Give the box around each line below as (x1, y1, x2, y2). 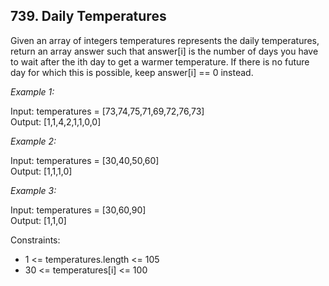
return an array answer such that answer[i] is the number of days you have (10, 45, 319, 57)
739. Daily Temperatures (10, 8, 167, 25)
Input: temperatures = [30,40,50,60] (10, 154, 160, 166)
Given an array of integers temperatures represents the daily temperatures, (10, 34, 320, 46)
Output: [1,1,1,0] (10, 165, 73, 177)
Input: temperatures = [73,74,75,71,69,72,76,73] (10, 105, 205, 117)
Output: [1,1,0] (10, 214, 67, 226)
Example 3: (10, 184, 57, 196)
